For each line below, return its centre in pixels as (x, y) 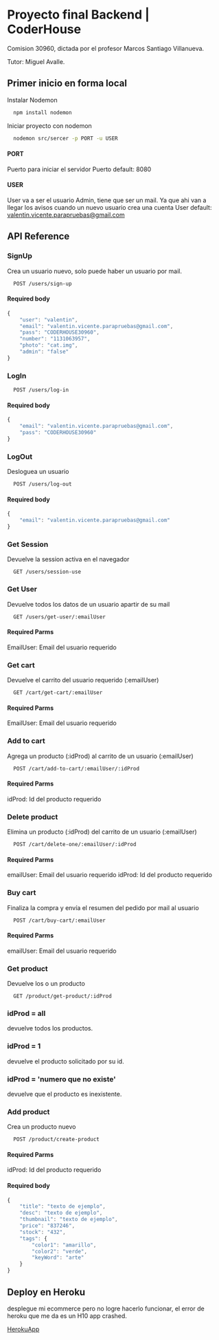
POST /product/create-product (56, 1139)
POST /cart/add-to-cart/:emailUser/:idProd (76, 768)
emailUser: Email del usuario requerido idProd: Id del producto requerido (110, 875)
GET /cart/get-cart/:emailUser (58, 693)
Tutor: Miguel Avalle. (36, 61)
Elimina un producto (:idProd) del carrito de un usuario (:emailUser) (102, 832)
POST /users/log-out (43, 484)
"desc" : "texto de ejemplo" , (61, 1213)
